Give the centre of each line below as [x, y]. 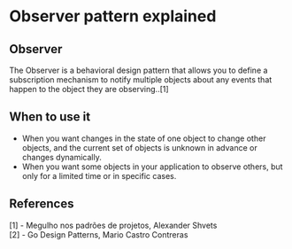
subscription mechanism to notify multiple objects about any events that [141, 80]
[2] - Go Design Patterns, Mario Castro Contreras [99, 234]
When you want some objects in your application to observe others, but [152, 167]
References [42, 204]
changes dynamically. [61, 157]
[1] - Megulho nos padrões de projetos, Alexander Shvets [113, 225]
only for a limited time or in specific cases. [99, 175]
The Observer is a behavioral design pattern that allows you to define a [138, 70]
